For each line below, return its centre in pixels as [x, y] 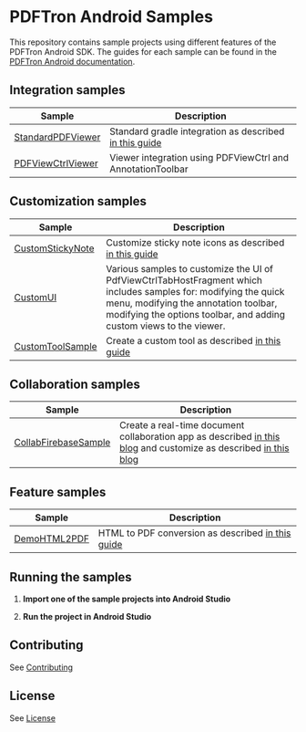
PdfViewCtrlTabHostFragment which [184, 280]
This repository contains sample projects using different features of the [143, 42]
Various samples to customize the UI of [189, 268]
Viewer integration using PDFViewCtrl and [199, 157]
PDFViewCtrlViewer [56, 163]
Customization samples [78, 201]
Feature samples [58, 491]
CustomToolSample [56, 346]
